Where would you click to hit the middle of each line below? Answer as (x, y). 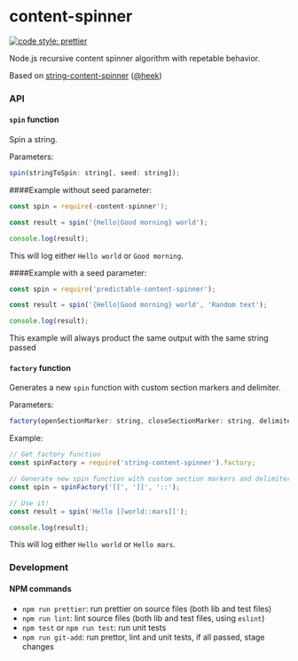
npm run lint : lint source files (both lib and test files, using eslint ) (143, 618)
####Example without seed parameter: (81, 189)
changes (38, 646)
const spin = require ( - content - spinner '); (89, 206)
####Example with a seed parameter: (78, 272)
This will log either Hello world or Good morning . (96, 255)
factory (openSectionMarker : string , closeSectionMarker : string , (132, 421)
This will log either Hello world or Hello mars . (92, 544)
